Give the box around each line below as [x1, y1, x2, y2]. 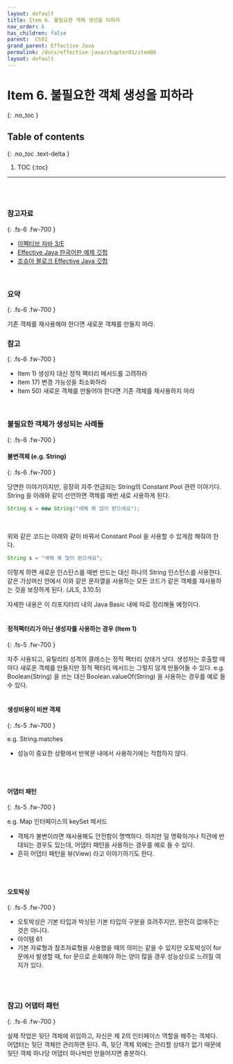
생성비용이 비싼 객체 [7, 706, 61, 714]
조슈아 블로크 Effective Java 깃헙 [17, 256, 108, 265]
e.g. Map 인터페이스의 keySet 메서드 [7, 817, 107, 826]
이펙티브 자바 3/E [17, 239, 64, 247]
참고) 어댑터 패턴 [7, 1001, 60, 1011]
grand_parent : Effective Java [7, 42, 95, 49]
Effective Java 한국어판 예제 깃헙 [17, 248, 108, 256]
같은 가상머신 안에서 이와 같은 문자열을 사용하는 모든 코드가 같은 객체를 [7, 576, 198, 585]
